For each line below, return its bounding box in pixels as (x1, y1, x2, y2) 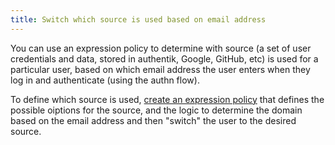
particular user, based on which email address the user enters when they (10, 63, 311, 75)
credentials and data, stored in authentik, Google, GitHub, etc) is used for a (10, 52, 319, 65)
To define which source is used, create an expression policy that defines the (10, 93, 325, 105)
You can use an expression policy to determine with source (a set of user (10, 42, 312, 54)
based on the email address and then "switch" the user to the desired (10, 114, 297, 126)
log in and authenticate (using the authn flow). (10, 74, 200, 86)
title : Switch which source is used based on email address (10, 14, 267, 25)
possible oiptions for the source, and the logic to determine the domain (10, 104, 303, 116)
